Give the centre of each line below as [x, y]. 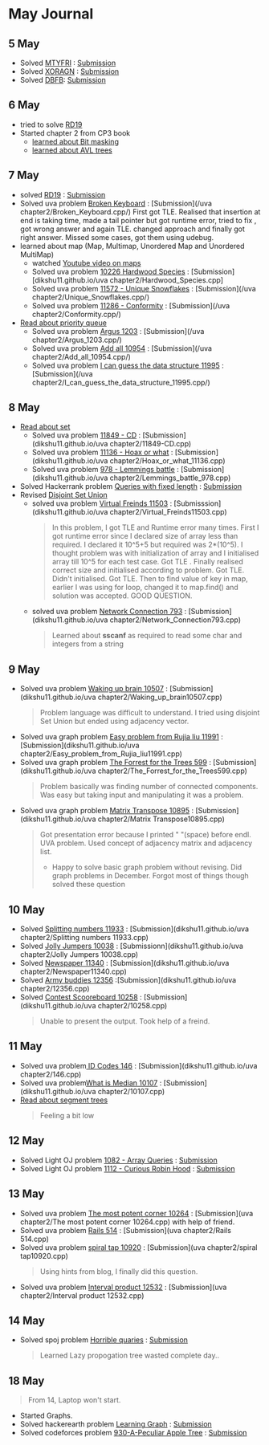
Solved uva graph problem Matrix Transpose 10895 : [107, 811]
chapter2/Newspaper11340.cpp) [73, 971]
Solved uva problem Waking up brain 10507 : [94, 689]
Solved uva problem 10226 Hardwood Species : [111, 271]
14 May [27, 1320]
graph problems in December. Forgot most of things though [150, 876]
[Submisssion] [198, 503]
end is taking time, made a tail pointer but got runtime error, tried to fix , [138, 220]
